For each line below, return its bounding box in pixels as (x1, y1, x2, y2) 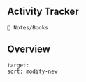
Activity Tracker (7, 6, 79, 18)
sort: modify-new (7, 68, 58, 75)
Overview (7, 43, 51, 55)
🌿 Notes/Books (7, 24, 49, 31)
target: (7, 62, 30, 69)
